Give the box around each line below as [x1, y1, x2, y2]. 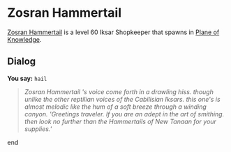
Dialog [7, 56, 36, 68]
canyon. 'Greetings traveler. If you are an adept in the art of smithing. [24, 109, 225, 118]
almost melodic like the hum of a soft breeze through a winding [24, 102, 207, 111]
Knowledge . [7, 35, 42, 43]
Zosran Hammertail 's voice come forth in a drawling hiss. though [24, 87, 214, 96]
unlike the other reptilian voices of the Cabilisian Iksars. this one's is [24, 95, 221, 103]
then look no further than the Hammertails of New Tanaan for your [24, 117, 216, 126]
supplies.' [24, 124, 52, 133]
